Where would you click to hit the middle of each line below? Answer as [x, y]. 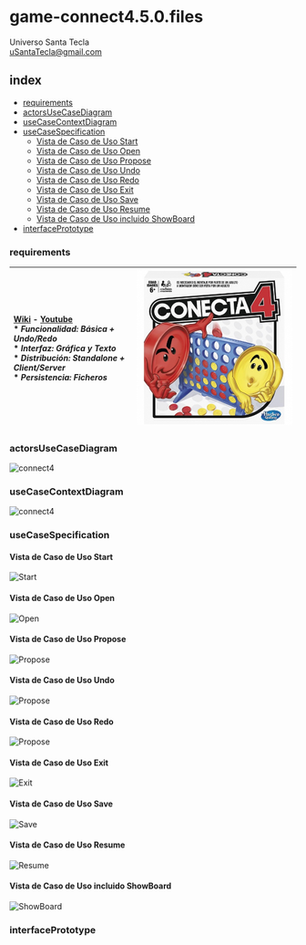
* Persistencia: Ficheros [60, 378]
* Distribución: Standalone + [69, 358]
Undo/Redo [35, 338]
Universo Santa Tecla [49, 42]
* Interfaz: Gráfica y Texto [65, 348]
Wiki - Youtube [43, 319]
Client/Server [39, 368]
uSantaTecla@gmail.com [56, 51]
